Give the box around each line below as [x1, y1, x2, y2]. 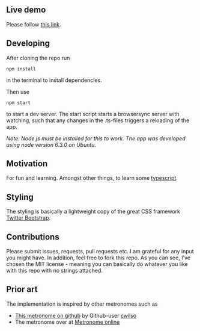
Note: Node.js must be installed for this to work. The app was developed [6, 135, 186, 142]
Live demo [6, 5, 46, 15]
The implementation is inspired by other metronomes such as [6, 300, 158, 308]
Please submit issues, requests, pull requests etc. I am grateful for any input [6, 248, 194, 255]
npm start [6, 99, 31, 106]
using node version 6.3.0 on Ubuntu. [6, 141, 97, 148]
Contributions [6, 232, 59, 242]
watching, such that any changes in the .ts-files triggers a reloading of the [6, 117, 190, 124]
